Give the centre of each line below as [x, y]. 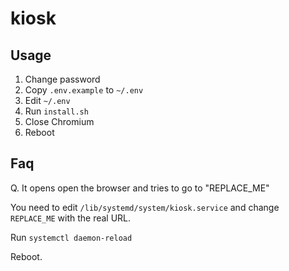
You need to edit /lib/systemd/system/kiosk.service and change [145, 207]
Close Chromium [59, 121]
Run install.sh [56, 111]
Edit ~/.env [47, 100]
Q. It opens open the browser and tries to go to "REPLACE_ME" [140, 188]
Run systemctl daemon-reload [71, 237]
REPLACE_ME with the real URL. [71, 218]
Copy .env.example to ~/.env [84, 90]
